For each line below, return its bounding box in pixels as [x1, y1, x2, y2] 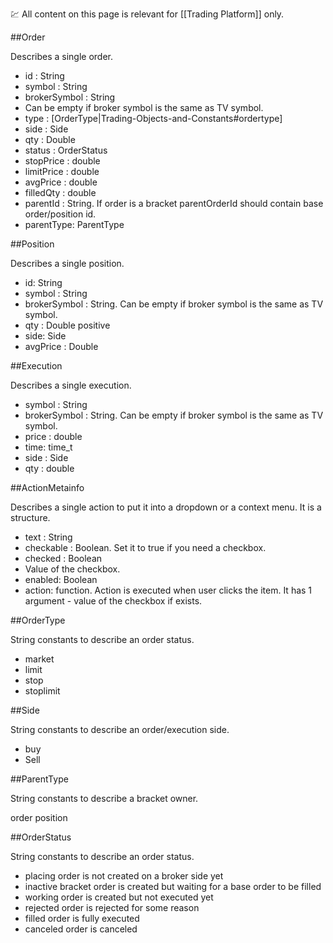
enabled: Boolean [24, 574, 98, 585]
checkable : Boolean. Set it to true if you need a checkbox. [24, 542, 267, 553]
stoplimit [24, 685, 61, 697]
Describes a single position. [10, 258, 125, 269]
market [24, 653, 55, 665]
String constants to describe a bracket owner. [10, 793, 199, 804]
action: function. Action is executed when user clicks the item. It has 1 [24, 584, 313, 596]
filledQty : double [24, 187, 97, 198]
